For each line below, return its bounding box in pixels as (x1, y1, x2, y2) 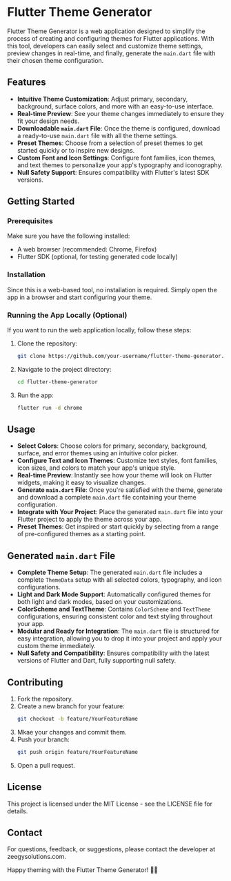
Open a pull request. (17, 761, 76, 769)
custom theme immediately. (17, 642, 97, 650)
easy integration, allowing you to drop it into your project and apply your (17, 634, 223, 643)
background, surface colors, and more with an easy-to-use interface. (17, 102, 214, 111)
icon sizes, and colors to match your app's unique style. (17, 464, 177, 472)
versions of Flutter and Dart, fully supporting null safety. (17, 656, 177, 665)
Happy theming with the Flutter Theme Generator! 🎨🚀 (7, 866, 159, 874)
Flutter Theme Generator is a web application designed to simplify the (7, 27, 205, 35)
